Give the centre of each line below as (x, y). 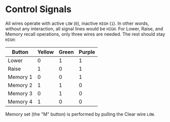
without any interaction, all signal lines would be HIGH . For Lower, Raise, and (84, 28)
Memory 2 (20, 85)
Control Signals (39, 9)
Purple (87, 52)
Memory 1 (20, 77)
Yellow (46, 52)
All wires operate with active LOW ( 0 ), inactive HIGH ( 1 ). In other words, (77, 23)
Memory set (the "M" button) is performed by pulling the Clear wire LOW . (80, 114)
